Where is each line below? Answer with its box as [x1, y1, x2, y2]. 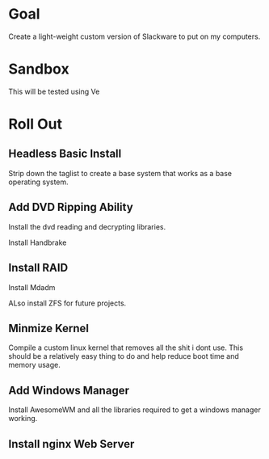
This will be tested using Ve [8, 86, 100, 96]
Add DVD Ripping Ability [8, 200, 133, 214]
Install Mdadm [8, 282, 56, 292]
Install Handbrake [8, 238, 67, 247]
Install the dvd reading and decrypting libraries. [8, 221, 166, 231]
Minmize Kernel [8, 321, 90, 335]
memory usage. [8, 360, 61, 370]
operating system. [8, 177, 69, 187]
